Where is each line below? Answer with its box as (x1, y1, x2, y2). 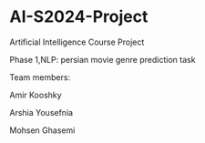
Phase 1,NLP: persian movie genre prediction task (9, 54, 196, 65)
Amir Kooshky (9, 89, 62, 100)
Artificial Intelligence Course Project (9, 36, 145, 47)
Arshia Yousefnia (9, 107, 74, 117)
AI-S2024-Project (9, 6, 149, 27)
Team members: (9, 71, 71, 83)
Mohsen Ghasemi (9, 125, 76, 136)
